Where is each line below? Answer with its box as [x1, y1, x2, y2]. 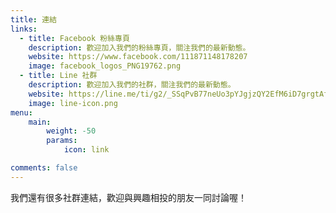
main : [28, 117, 52, 127]
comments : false [10, 163, 78, 173]
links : [10, 24, 38, 34]
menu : [10, 107, 33, 118]
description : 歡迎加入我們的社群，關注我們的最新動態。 [28, 80, 236, 90]
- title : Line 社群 [19, 71, 98, 81]
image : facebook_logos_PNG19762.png [28, 61, 182, 71]
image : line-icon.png [28, 98, 118, 108]
